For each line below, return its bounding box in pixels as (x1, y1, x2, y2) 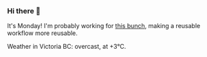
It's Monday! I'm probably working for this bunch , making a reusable (7, 22, 201, 30)
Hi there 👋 (7, 6, 41, 16)
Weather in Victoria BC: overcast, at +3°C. (7, 43, 127, 51)
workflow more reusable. (7, 29, 78, 37)
